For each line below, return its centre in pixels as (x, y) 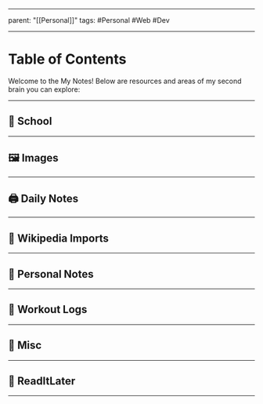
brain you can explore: (44, 89)
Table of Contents (67, 59)
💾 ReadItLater (42, 381)
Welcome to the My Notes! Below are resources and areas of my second (125, 81)
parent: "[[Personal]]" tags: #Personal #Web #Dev (89, 20)
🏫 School (30, 121)
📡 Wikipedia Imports (59, 238)
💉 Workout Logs (48, 309)
